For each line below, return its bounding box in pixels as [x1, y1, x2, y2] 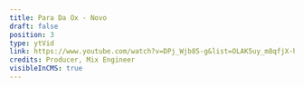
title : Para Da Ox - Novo [9, 13, 107, 23]
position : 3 [9, 30, 54, 39]
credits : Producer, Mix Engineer [9, 55, 136, 64]
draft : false [9, 22, 59, 31]
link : [9, 47, 30, 56]
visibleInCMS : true [9, 64, 83, 73]
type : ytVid [9, 38, 54, 48]
